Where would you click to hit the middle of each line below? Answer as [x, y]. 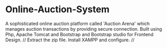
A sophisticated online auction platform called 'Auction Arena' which [78, 23]
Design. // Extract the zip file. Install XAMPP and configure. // [70, 40]
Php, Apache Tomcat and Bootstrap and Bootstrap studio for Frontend [79, 34]
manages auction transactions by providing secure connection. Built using [84, 29]
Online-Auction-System [57, 9]
